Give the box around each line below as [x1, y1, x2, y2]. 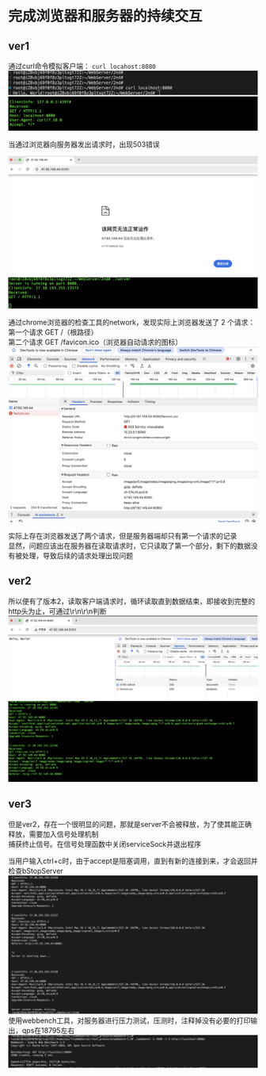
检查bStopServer [8, 866, 63, 875]
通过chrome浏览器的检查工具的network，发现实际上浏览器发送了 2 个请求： [8, 318, 256, 327]
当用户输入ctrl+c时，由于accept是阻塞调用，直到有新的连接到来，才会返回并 [8, 856, 258, 865]
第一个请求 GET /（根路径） [8, 327, 98, 337]
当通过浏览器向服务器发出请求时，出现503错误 [8, 140, 160, 149]
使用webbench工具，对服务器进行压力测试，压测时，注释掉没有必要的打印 [8, 1016, 251, 1025]
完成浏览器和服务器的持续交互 [8, 7, 203, 25]
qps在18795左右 [21, 1026, 75, 1036]
